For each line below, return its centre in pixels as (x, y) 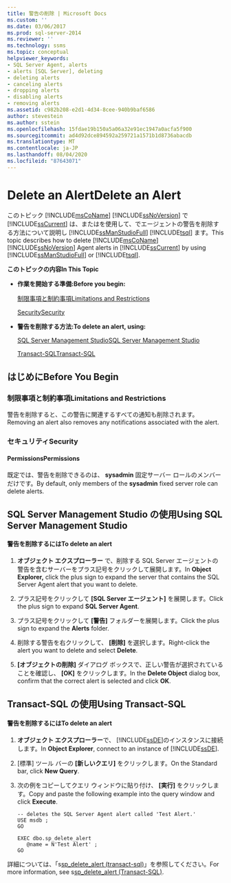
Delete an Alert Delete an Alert (94, 195)
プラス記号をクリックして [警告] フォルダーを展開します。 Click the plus (118, 621)
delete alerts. (26, 491)
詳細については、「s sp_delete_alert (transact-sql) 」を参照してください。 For (113, 864)
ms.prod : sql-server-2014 (44, 33)
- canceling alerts (35, 84)
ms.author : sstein (33, 122)
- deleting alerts (33, 78)
